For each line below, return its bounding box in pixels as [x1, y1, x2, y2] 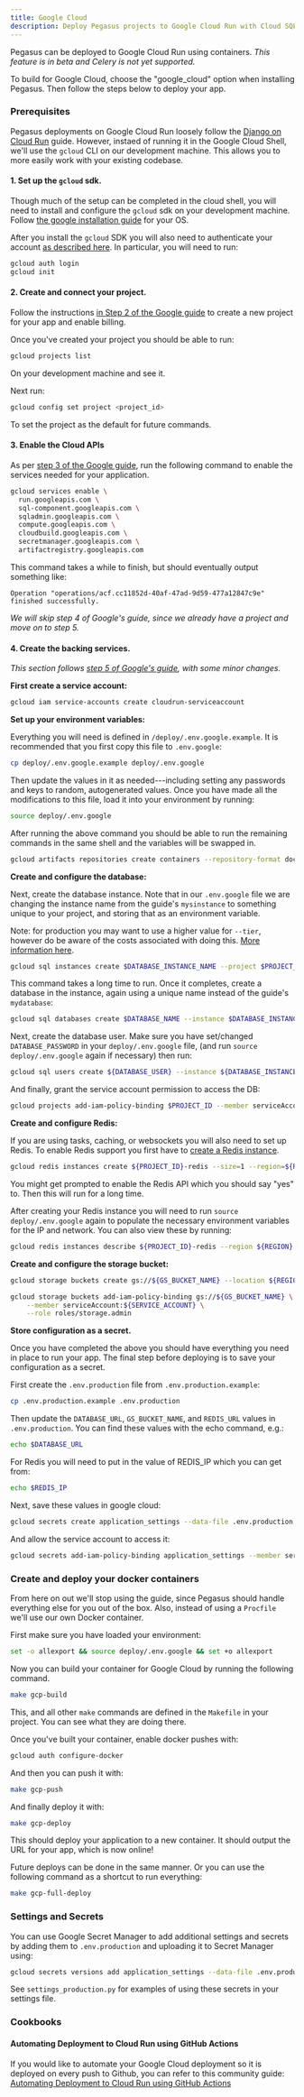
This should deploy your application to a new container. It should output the [10, 1835, 291, 1845]
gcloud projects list [10, 351, 92, 361]
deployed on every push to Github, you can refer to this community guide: [10, 2067, 285, 2079]
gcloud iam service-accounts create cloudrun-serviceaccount [10, 698, 245, 707]
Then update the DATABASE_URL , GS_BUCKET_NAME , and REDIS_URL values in [10, 1413, 276, 1424]
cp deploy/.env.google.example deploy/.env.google [10, 759, 205, 768]
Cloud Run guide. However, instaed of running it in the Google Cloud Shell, [10, 135, 287, 146]
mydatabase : [10, 998, 53, 1008]
